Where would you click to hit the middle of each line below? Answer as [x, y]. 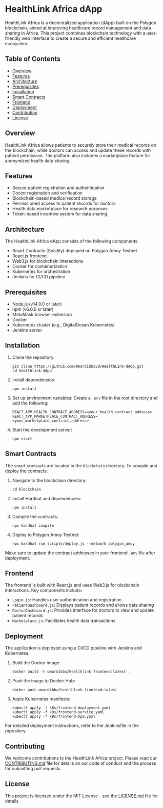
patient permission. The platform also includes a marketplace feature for [78, 155]
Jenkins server [27, 330]
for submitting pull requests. [33, 769]
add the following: [30, 403]
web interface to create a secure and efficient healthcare [79, 38]
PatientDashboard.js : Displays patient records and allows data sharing [83, 605]
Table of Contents [33, 59]
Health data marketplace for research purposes [60, 209]
